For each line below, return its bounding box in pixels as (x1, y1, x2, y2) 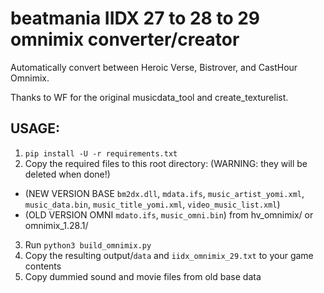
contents (24, 260, 62, 272)
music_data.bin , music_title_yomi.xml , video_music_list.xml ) (24, 198, 281, 210)
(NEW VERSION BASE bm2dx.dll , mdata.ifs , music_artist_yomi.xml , (24, 187, 305, 199)
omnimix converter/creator (10, 28, 240, 51)
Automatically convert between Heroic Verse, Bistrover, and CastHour (10, 61, 298, 73)
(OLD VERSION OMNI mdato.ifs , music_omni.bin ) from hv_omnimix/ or (24, 208, 314, 221)
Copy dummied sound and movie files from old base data (24, 270, 262, 282)
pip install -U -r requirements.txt (24, 148, 178, 159)
